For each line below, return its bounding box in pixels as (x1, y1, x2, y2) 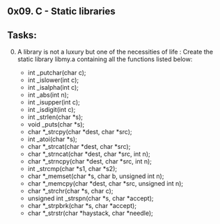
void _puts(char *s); (27, 120, 85, 129)
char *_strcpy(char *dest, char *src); (27, 128, 132, 136)
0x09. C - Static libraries (7, 6, 116, 17)
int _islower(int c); (27, 76, 79, 84)
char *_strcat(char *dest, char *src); (27, 143, 131, 151)
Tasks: (7, 29, 37, 41)
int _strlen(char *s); (27, 113, 84, 121)
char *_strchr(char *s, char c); (27, 187, 113, 195)
